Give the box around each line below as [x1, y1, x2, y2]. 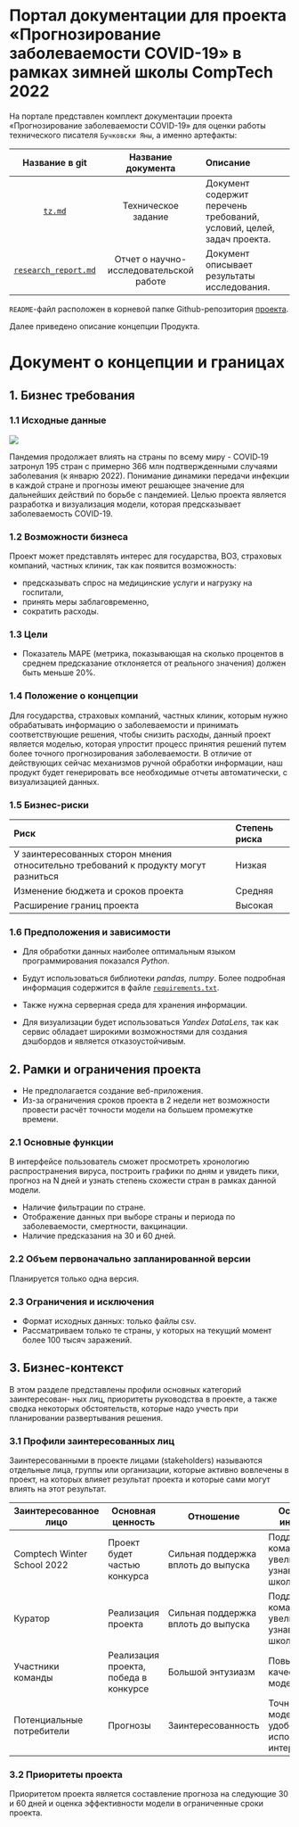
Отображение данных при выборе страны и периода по [21, 1211, 236, 1222]
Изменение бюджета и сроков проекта [13, 885, 184, 897]
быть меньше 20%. [21, 667, 96, 678]
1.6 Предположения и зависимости [9, 925, 171, 938]
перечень [205, 199, 247, 211]
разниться [13, 871, 60, 882]
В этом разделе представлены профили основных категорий [9, 1384, 242, 1394]
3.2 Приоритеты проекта [9, 1768, 123, 1781]
